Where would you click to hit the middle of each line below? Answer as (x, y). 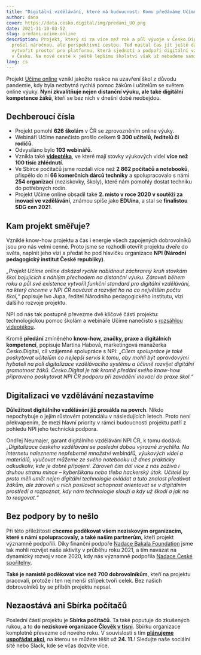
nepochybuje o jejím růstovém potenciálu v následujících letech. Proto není (98, 416)
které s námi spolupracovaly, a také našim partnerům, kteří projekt (90, 537)
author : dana (22, 17)
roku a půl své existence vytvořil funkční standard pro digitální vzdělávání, (98, 284)
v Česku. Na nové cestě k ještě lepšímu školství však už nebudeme (98, 56)
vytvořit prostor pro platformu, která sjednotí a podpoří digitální (100, 51)
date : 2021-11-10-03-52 (36, 28)
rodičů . (24, 143)
